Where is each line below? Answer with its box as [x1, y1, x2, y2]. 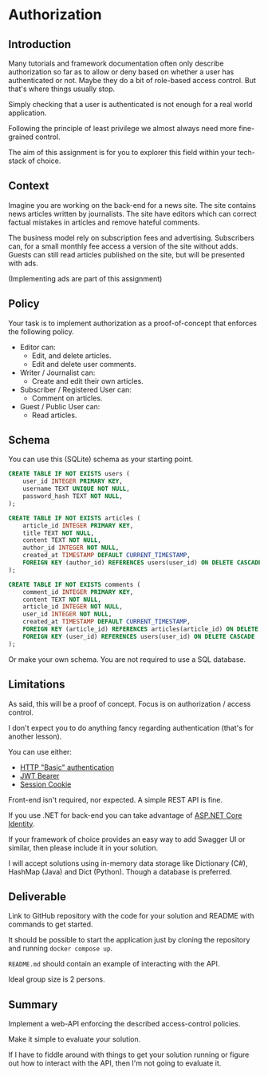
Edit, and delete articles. [31, 350, 112, 361]
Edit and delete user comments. [31, 359, 137, 369]
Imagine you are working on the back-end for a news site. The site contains [8, 200, 257, 209]
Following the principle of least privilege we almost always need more [8, 124, 238, 133]
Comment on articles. [31, 393, 103, 403]
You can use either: [8, 747, 72, 756]
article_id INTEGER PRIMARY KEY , [22, 521, 134, 529]
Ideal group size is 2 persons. [8, 974, 105, 984]
